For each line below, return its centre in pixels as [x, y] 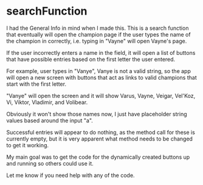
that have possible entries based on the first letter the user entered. [91, 59]
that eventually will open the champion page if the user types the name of [98, 34]
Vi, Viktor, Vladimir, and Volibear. [47, 102]
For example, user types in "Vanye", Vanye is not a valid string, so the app [99, 71]
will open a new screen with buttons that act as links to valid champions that [101, 77]
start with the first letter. [36, 84]
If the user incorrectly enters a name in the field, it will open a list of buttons [101, 52]
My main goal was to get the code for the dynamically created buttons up [98, 157]
